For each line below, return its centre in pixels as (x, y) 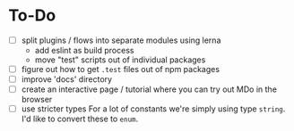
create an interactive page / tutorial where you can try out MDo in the (149, 89)
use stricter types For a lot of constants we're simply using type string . (153, 109)
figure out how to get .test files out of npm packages (121, 69)
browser (37, 100)
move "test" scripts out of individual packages (120, 60)
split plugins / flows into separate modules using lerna (121, 40)
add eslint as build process (84, 50)
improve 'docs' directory (67, 79)
